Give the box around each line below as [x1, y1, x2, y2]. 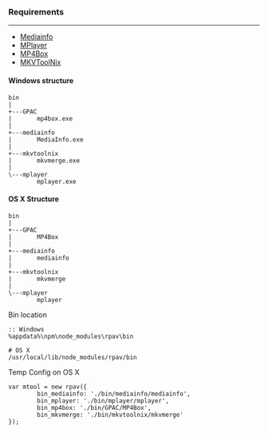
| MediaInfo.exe [8, 135, 84, 144]
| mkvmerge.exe [8, 157, 81, 165]
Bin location [8, 310, 48, 320]
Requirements [8, 6, 65, 18]
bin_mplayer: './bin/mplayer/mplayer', [37, 396, 170, 405]
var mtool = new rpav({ [8, 383, 88, 391]
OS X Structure [8, 194, 60, 204]
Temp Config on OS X [8, 367, 80, 377]
